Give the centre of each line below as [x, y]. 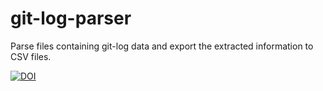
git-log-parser [71, 18]
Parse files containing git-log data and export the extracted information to [162, 46]
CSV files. [31, 56]
